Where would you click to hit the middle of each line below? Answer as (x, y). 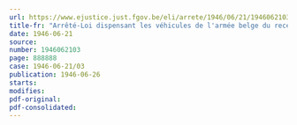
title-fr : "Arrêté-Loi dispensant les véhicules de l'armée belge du (140, 26)
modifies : (27, 91)
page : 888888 (33, 58)
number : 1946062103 (45, 50)
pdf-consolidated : (43, 107)
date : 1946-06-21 (41, 33)
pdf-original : (35, 99)
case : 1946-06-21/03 (47, 67)
